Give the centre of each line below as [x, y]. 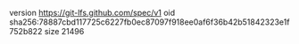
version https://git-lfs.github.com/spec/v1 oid [92, 13]
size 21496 [64, 31]
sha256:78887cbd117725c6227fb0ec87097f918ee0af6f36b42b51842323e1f [149, 22]
